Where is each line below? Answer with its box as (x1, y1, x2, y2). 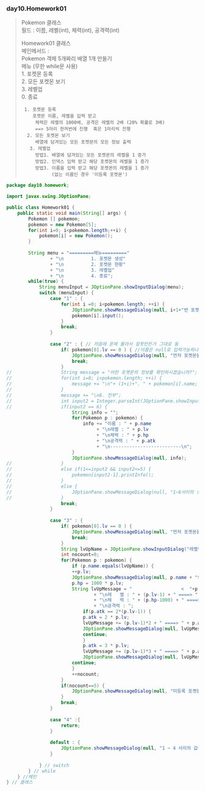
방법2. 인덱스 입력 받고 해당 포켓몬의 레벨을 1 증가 (35, 159, 149, 165)
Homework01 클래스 (21, 40, 71, 47)
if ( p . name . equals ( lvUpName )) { (71, 563, 154, 569)
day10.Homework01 (6, 4, 67, 13)
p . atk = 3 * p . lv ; (82, 643, 130, 649)
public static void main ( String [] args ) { (17, 210, 127, 216)
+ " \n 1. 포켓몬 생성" (49, 255, 126, 261)
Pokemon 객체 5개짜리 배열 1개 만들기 (21, 55, 112, 62)
